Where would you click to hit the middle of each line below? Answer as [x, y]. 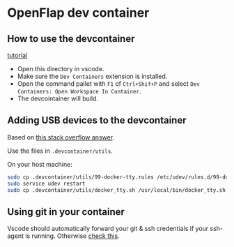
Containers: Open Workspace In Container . [79, 91]
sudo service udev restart [46, 184]
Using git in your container [66, 212]
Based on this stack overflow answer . [61, 137]
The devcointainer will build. [58, 98]
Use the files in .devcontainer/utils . [60, 151]
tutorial [17, 55]
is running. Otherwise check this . [72, 236]
